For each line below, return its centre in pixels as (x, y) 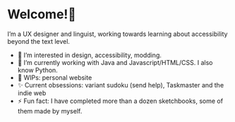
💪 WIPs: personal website (55, 78)
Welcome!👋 (42, 14)
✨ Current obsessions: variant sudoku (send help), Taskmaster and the (121, 85)
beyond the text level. (39, 41)
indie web (32, 93)
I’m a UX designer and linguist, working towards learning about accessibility (117, 34)
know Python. (37, 70)
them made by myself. (50, 111)
